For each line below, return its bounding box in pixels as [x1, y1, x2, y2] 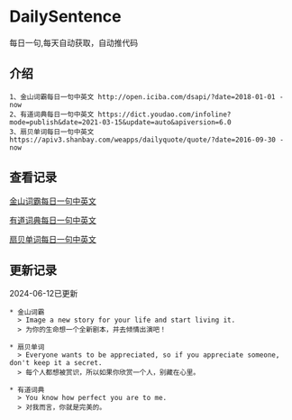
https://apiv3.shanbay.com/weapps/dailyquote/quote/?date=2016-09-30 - [9, 135, 284, 144]
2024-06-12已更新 [9, 288, 78, 299]
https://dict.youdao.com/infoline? [97, 110, 232, 119]
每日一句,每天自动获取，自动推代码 [9, 37, 139, 48]
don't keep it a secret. [9, 359, 103, 368]
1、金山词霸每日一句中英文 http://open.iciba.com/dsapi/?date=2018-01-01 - [9, 92, 284, 101]
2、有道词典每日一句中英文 [9, 110, 95, 119]
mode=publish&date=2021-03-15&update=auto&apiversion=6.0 [9, 117, 232, 127]
